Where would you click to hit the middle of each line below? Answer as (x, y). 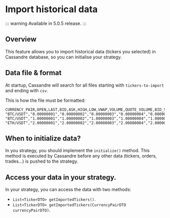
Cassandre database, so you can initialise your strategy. (64, 57)
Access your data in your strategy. (61, 177)
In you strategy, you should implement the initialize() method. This (78, 151)
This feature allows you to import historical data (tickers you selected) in (80, 51)
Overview (21, 39)
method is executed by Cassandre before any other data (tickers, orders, (81, 156)
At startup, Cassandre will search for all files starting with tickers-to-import (85, 85)
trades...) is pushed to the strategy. (42, 161)
